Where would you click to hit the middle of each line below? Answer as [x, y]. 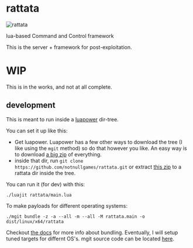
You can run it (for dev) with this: [46, 184]
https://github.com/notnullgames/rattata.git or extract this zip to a [98, 167]
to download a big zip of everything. [58, 154]
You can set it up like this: [37, 131]
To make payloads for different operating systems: [67, 205]
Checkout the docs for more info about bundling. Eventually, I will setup [92, 232]
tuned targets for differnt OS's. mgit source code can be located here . [90, 239]
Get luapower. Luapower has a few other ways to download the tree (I [98, 142]
